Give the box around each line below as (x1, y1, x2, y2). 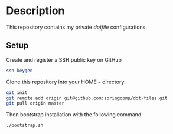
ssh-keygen (6, 68, 33, 73)
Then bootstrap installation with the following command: (6, 111, 143, 118)
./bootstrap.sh (6, 122, 44, 129)
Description (6, 4, 65, 18)
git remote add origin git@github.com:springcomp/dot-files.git (6, 95, 168, 101)
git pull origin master (6, 101, 65, 106)
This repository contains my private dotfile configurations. (6, 24, 148, 31)
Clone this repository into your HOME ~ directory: (6, 78, 126, 85)
